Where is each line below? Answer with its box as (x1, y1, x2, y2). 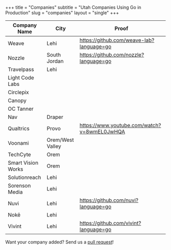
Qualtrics (8, 125, 30, 132)
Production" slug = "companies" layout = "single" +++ (5, 10, 120, 16)
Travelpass (8, 66, 34, 73)
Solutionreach (8, 174, 42, 181)
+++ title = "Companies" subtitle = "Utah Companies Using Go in (5, 5, 141, 10)
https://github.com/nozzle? (79, 51, 144, 58)
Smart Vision (8, 160, 39, 166)
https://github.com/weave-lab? (79, 37, 155, 44)
